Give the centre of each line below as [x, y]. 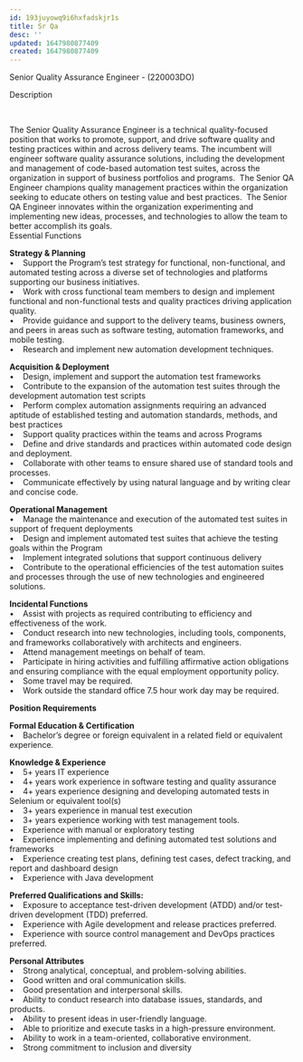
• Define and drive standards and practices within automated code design [151, 444]
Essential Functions [46, 235]
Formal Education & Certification [72, 726]
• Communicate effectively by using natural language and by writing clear [150, 483]
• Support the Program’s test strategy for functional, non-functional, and [147, 263]
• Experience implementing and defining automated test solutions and [143, 839]
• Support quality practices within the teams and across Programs [136, 435]
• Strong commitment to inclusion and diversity [101, 1048]
